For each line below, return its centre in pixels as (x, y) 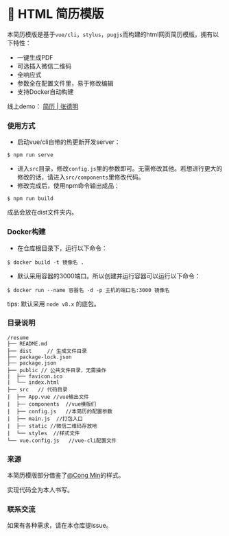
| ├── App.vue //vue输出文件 (48, 397)
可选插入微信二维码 (44, 66)
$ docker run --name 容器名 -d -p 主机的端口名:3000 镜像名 (88, 290)
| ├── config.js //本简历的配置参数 (60, 411)
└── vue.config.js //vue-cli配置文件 (62, 440)
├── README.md (27, 343)
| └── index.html (33, 382)
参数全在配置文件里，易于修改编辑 (65, 83)
